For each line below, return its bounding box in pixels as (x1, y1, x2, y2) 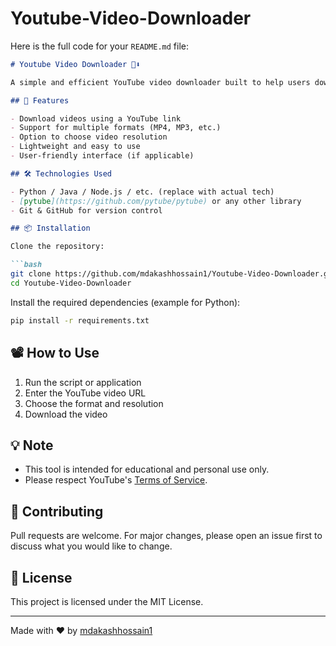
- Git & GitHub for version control (10, 205, 163, 216)
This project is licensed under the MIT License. (10, 595, 204, 607)
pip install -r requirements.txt (10, 315, 150, 326)
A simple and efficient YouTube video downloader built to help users (10, 77, 311, 87)
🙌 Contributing (10, 503, 104, 520)
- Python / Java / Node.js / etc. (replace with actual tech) (10, 187, 275, 197)
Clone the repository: (10, 242, 105, 252)
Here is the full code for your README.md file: (10, 40, 190, 52)
